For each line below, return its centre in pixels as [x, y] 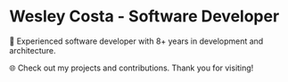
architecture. [33, 50]
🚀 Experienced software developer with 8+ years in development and [136, 41]
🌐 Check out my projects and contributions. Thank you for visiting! [132, 68]
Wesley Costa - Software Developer [144, 16]
